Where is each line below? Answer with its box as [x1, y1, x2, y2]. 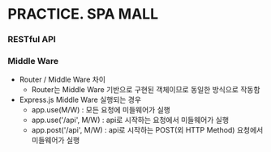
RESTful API [7, 34, 56, 45]
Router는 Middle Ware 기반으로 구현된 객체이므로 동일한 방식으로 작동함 [31, 85, 260, 95]
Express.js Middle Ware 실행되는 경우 [19, 95, 142, 105]
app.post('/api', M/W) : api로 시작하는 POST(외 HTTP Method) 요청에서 [31, 125, 264, 135]
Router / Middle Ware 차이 [19, 74, 106, 85]
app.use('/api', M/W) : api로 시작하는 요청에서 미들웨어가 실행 [31, 115, 229, 125]
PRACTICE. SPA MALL [7, 5, 159, 23]
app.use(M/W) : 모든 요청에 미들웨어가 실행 [31, 105, 171, 115]
